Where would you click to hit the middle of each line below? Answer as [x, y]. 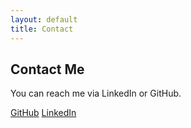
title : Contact [42, 29]
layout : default [44, 19]
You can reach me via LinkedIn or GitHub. [96, 93]
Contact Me [47, 69]
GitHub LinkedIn [43, 113]
